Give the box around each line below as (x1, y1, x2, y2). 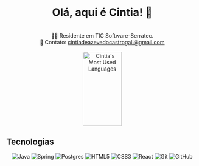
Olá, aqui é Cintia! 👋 (52, 5, 153, 19)
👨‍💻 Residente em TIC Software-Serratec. (51, 32, 154, 39)
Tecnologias (6, 137, 54, 147)
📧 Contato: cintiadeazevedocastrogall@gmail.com (39, 38, 166, 46)
